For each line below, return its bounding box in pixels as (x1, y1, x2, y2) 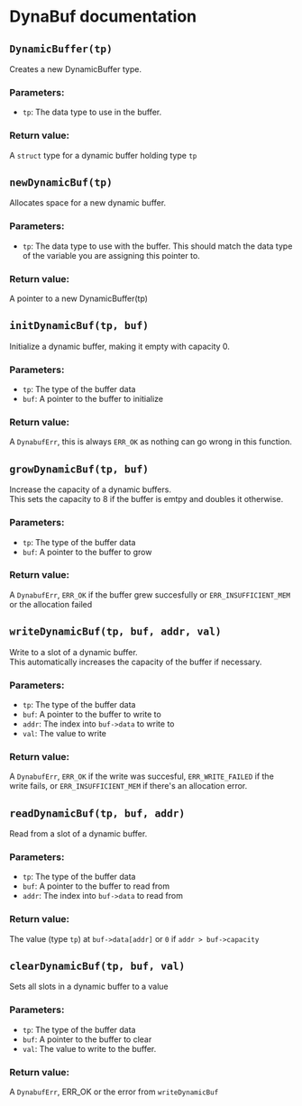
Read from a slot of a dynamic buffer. (9, 828, 148, 839)
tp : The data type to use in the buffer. (22, 106, 162, 118)
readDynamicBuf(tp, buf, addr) (9, 807, 186, 819)
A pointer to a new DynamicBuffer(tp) (9, 293, 149, 304)
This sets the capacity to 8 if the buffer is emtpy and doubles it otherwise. (9, 494, 284, 505)
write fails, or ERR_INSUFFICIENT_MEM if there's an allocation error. (9, 781, 248, 791)
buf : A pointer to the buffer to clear (22, 1034, 152, 1045)
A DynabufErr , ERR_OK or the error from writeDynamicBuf (9, 1086, 219, 1097)
